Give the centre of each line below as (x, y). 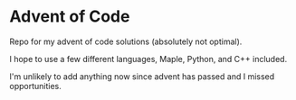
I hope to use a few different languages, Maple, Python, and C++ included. (148, 59)
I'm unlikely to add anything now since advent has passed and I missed (142, 76)
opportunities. (35, 86)
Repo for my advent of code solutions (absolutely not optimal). (126, 41)
